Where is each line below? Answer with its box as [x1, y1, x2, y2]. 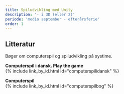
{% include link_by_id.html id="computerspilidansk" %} [5, 68, 119, 74]
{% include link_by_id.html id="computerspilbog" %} [5, 83, 114, 89]
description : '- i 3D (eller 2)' [5, 12, 75, 17]
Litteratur [5, 39, 35, 48]
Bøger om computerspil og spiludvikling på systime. [5, 53, 112, 59]
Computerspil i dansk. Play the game [5, 63, 84, 69]
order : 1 [5, 21, 24, 26]
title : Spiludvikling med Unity [5, 7, 73, 12]
